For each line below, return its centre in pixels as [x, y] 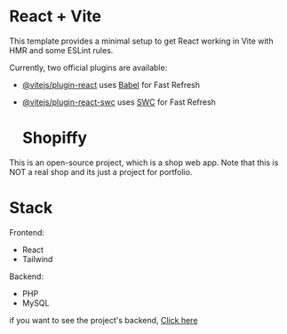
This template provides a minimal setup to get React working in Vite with [141, 41]
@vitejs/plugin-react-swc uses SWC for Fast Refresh [119, 102]
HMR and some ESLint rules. [61, 50]
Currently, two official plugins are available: [88, 68]
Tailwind [37, 258]
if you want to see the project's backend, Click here [104, 320]
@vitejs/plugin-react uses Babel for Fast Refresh [111, 84]
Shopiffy [54, 138]
